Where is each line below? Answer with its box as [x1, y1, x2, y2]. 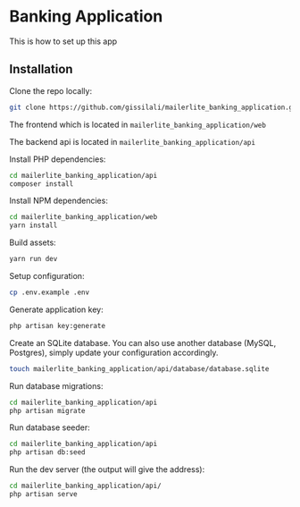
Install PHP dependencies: [9, 154, 106, 165]
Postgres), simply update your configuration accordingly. [9, 347, 219, 358]
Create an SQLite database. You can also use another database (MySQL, [9, 337, 277, 348]
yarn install [9, 221, 58, 230]
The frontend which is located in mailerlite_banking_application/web [9, 119, 266, 130]
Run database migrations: [9, 380, 104, 391]
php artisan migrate [9, 406, 87, 415]
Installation [9, 62, 73, 77]
